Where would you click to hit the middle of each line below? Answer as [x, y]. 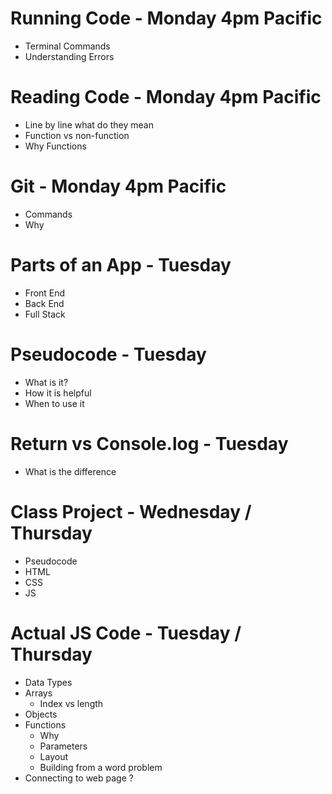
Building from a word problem [101, 767]
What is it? [46, 382]
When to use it [54, 403]
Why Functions [55, 146]
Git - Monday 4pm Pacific [118, 186]
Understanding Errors [69, 56]
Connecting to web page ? [79, 778]
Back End [44, 303]
